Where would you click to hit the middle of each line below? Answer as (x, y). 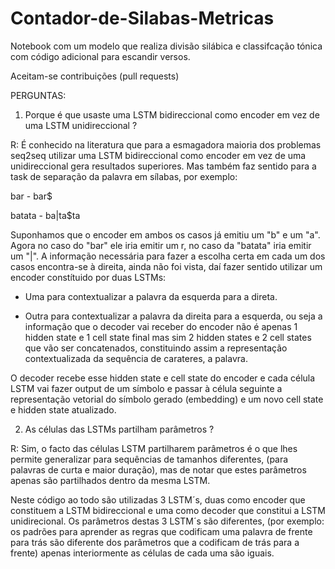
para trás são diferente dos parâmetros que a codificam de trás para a (155, 542)
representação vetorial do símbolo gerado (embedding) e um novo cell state (167, 399)
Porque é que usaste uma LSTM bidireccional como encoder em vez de (172, 114)
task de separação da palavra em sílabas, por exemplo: (124, 176)
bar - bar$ (31, 196)
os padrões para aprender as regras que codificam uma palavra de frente (161, 531)
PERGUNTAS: (38, 95)
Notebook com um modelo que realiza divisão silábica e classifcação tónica (166, 46)
